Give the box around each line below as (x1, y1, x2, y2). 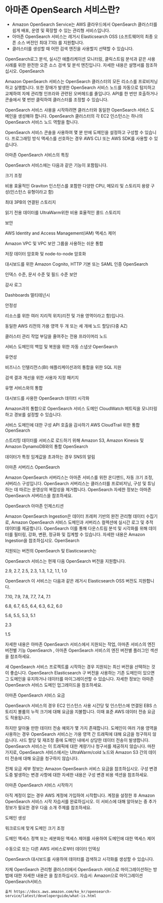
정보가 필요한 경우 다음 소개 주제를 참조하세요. (5, 804, 92, 810)
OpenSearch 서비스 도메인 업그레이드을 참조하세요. (5, 682, 103, 687)
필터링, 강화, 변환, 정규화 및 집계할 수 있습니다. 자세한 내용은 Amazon (14, 531, 146, 537)
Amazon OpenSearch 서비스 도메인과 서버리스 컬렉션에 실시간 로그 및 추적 (11, 519, 154, 525)
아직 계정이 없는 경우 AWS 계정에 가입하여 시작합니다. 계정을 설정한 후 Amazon (5, 792, 155, 798)
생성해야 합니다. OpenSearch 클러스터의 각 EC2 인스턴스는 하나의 (17, 113, 143, 119)
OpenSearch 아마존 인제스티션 (5, 503, 64, 509)
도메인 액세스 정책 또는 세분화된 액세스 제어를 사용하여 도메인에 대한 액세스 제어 (5, 836, 155, 841)
